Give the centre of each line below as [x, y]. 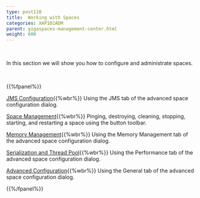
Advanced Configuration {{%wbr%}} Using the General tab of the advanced [100, 171]
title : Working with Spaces [43, 18]
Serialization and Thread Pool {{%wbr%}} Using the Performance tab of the [100, 153]
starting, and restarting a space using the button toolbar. [76, 123]
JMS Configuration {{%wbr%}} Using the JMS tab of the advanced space [97, 98]
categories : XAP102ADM [35, 23]
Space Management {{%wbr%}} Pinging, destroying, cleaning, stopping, [96, 117]
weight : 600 [21, 34]
